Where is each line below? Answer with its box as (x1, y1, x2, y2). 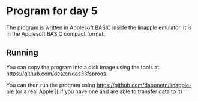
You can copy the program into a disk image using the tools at (6, 63, 160, 71)
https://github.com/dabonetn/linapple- (96, 81, 192, 88)
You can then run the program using (6, 81, 96, 88)
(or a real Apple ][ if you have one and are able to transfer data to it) (15, 88, 183, 95)
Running (6, 48, 39, 58)
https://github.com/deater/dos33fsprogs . (6, 70, 108, 77)
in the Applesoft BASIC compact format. (6, 30, 105, 37)
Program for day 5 (6, 4, 98, 18)
